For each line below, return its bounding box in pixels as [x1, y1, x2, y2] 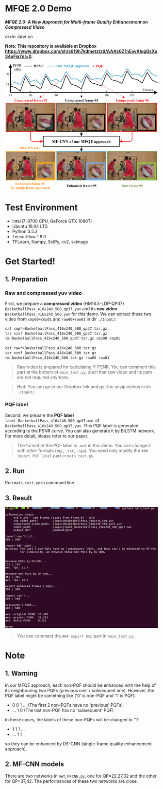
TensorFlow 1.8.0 [12, 233, 46, 239]
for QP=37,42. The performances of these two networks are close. [5, 778, 138, 784]
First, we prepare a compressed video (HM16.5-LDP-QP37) [5, 301, 125, 307]
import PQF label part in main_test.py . [16, 452, 95, 458]
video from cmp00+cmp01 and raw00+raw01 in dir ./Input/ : [5, 316, 117, 322]
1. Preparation [5, 275, 48, 283]
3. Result [5, 494, 33, 502]
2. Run [5, 467, 25, 475]
